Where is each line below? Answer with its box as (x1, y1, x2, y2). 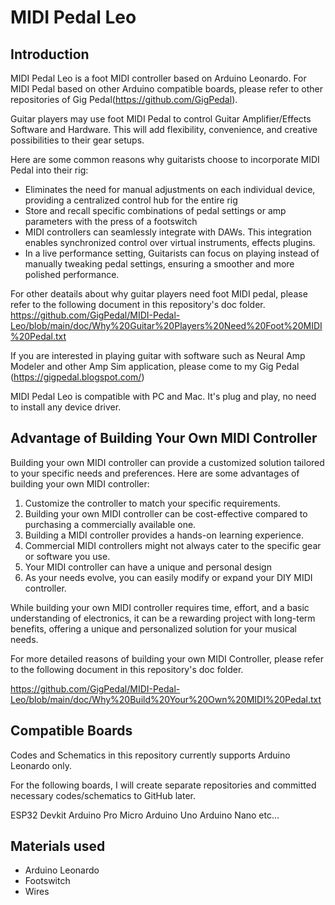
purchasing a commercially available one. (24, 518, 197, 530)
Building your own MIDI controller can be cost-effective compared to (24, 507, 308, 520)
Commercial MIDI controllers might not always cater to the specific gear (24, 539, 322, 551)
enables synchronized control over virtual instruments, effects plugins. (24, 237, 316, 248)
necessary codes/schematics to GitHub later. (10, 789, 197, 801)
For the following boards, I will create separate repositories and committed (10, 779, 317, 791)
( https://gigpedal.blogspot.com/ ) (10, 371, 145, 383)
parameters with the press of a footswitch (24, 216, 198, 227)
